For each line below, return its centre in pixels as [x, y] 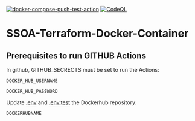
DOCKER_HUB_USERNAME [32, 81]
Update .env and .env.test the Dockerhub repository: [72, 102]
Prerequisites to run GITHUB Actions [76, 55]
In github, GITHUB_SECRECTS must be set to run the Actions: [83, 70]
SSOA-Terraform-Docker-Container [97, 34]
